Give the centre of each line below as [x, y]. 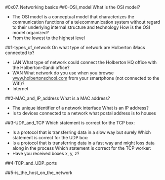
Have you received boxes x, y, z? [46, 153]
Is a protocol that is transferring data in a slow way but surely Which [82, 132]
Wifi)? [18, 83]
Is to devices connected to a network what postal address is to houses [84, 113]
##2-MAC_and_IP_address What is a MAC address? [58, 98]
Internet [20, 89]
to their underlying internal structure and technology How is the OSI [81, 27]
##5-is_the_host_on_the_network [39, 173]
